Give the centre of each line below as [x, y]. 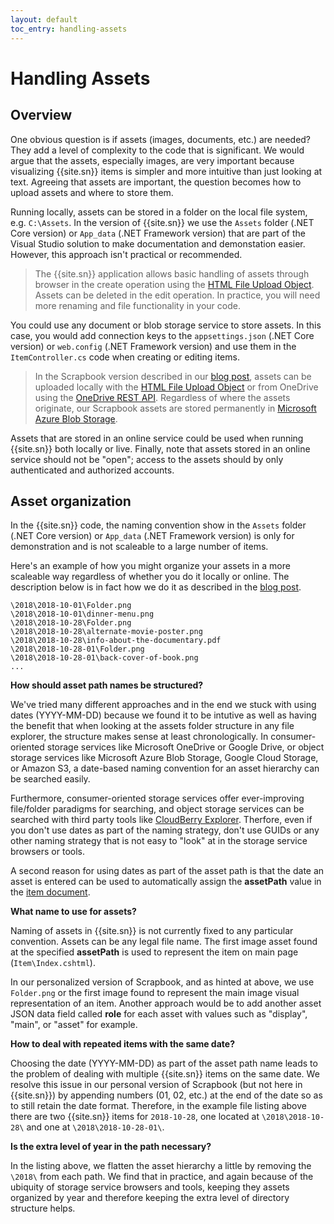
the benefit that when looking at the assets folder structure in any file [152, 726]
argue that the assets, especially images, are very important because [152, 160]
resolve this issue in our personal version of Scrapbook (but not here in [156, 1085]
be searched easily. [50, 779]
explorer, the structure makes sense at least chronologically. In [139, 737]
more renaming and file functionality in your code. [137, 305]
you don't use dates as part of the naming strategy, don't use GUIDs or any [165, 830]
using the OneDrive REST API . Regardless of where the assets [162, 397]
